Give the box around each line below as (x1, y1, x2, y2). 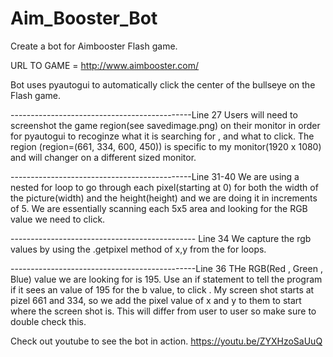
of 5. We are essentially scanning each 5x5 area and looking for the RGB (10, 202, 308, 214)
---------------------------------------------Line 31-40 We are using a (10, 170, 300, 182)
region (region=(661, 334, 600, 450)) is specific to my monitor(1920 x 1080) (10, 140, 322, 152)
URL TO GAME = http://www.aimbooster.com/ (10, 59, 200, 71)
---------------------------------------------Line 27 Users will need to (10, 108, 298, 121)
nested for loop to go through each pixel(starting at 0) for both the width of (10, 181, 319, 193)
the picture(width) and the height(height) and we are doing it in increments (10, 192, 318, 204)
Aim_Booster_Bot (10, 7, 158, 30)
